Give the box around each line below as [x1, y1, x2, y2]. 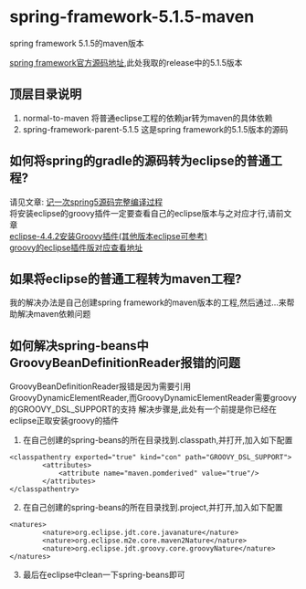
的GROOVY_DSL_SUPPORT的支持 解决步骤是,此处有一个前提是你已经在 [9, 404, 277, 415]
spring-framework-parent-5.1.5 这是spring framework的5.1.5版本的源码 [22, 123, 289, 134]
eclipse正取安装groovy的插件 [9, 415, 119, 426]
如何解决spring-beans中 [9, 338, 149, 353]
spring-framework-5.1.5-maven [9, 6, 255, 27]
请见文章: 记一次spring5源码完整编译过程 [9, 196, 163, 207]
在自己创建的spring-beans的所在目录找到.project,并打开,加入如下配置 [22, 502, 283, 513]
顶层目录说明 [9, 87, 82, 102]
